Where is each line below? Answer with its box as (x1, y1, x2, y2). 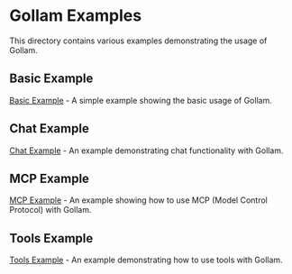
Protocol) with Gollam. (9, 205, 92, 215)
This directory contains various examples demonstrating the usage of (9, 35, 268, 46)
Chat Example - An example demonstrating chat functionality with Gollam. (9, 145, 284, 156)
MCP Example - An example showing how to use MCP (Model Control (9, 195, 268, 205)
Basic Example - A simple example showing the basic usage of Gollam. (9, 95, 272, 105)
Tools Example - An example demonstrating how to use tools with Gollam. (9, 254, 283, 266)
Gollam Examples (9, 5, 142, 26)
